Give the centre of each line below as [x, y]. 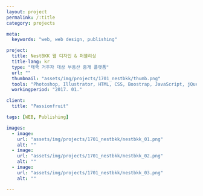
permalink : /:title [31, 17]
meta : [13, 34]
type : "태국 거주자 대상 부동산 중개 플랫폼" [60, 67]
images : [16, 128]
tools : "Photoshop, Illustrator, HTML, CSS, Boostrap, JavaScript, [98, 84]
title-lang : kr [31, 62]
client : [16, 101]
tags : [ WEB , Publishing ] [37, 117]
